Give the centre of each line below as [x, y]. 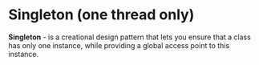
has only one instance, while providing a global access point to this [119, 45]
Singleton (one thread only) [101, 15]
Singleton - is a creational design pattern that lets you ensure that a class [129, 37]
